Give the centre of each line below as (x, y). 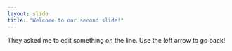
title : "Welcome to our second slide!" (66, 20)
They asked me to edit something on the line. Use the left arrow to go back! (116, 40)
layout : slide (28, 14)
